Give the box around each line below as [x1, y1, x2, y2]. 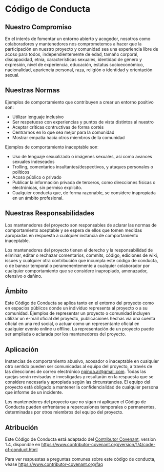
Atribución [5, 423, 38, 431]
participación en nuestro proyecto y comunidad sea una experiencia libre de [5, 46, 159, 52]
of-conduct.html [5, 447, 38, 452]
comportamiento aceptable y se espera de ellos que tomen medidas [5, 227, 143, 233]
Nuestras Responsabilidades [5, 209, 95, 218]
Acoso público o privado [12, 174, 62, 180]
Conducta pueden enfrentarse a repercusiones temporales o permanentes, [5, 404, 156, 410]
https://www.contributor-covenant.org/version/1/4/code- [41, 442, 156, 448]
